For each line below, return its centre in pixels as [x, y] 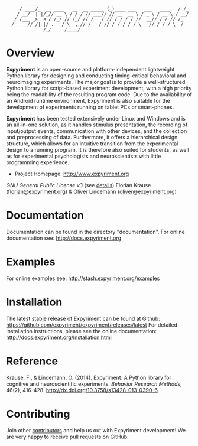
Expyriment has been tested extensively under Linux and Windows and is [96, 118]
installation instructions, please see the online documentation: [82, 331]
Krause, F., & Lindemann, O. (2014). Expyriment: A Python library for [89, 377]
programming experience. [38, 162]
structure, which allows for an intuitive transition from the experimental [92, 144]
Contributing [38, 414]
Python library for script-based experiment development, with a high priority [99, 88]
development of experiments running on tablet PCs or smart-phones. [90, 107]
